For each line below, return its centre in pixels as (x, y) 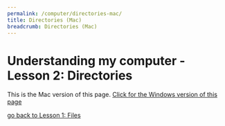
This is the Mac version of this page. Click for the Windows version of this (112, 95)
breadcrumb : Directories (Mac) (52, 26)
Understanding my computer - (96, 61)
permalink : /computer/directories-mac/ (65, 13)
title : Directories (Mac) (44, 20)
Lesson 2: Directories (70, 75)
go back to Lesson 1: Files (44, 116)
